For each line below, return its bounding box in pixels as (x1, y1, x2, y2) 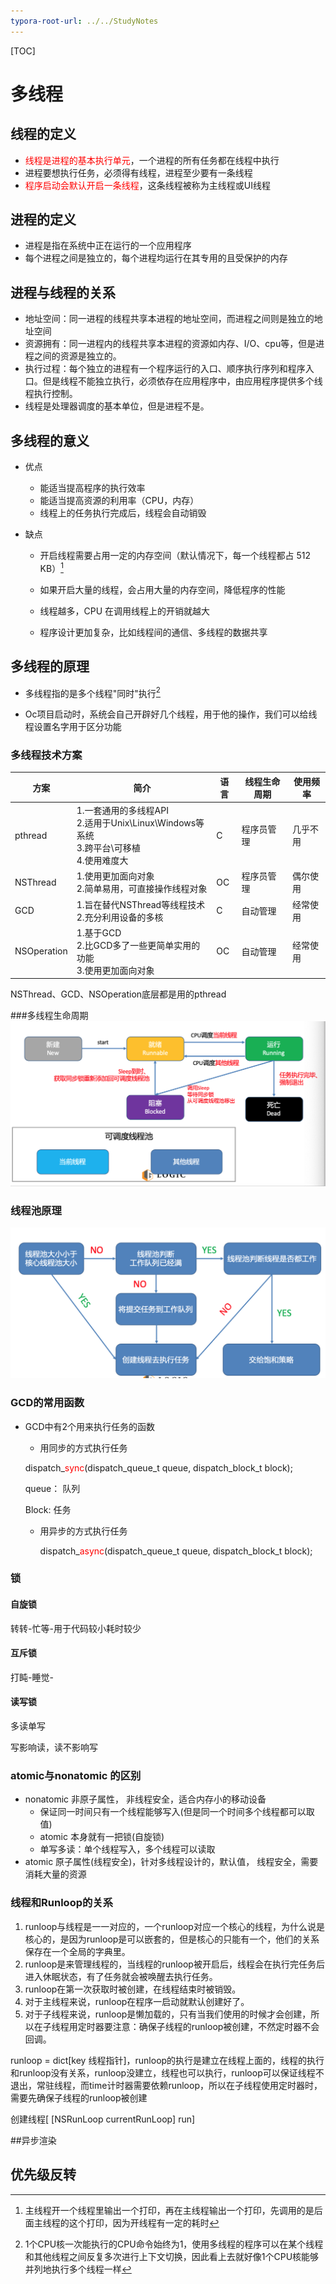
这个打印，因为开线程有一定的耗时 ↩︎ (68, 2216, 220, 2229)
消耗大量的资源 (24, 1868, 87, 1880)
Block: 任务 (24, 1503, 72, 1515)
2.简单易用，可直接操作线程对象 (76, 883, 208, 895)
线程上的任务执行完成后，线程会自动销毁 (39, 507, 207, 519)
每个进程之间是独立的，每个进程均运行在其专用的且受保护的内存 (24, 252, 288, 264)
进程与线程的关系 (10, 284, 116, 301)
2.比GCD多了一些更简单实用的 (76, 939, 201, 951)
